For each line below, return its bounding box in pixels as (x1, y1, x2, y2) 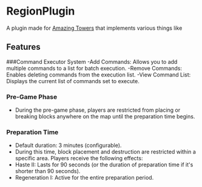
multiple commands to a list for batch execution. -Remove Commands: (6, 64, 182, 72)
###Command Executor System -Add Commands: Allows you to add (6, 58, 178, 65)
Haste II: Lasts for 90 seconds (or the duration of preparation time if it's (15, 161, 194, 168)
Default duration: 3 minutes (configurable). (15, 141, 122, 149)
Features (6, 42, 41, 52)
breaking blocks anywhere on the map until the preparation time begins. (15, 113, 195, 120)
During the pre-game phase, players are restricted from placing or (15, 106, 181, 114)
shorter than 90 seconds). (15, 168, 81, 175)
